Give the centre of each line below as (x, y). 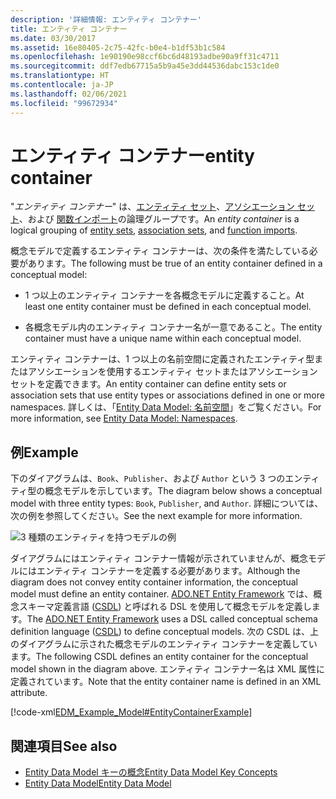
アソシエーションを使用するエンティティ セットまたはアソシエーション (172, 372)
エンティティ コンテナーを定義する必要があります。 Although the (168, 571)
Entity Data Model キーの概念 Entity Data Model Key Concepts (151, 772)
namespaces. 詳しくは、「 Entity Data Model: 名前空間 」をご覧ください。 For (166, 407)
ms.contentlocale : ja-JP (62, 85)
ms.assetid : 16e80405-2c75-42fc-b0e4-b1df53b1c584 (118, 47)
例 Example (44, 452)
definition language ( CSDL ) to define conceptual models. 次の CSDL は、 (160, 632)
